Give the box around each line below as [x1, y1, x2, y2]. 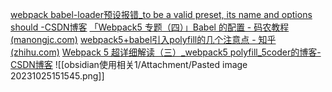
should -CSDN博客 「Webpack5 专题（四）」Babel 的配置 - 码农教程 [10, 21, 290, 33]
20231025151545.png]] [10, 70, 105, 82]
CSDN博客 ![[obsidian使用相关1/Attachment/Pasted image [10, 59, 248, 70]
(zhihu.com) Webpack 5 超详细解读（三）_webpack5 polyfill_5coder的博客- [10, 46, 322, 58]
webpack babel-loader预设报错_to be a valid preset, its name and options [10, 9, 313, 20]
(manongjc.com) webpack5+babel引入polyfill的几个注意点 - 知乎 [10, 34, 277, 45]
